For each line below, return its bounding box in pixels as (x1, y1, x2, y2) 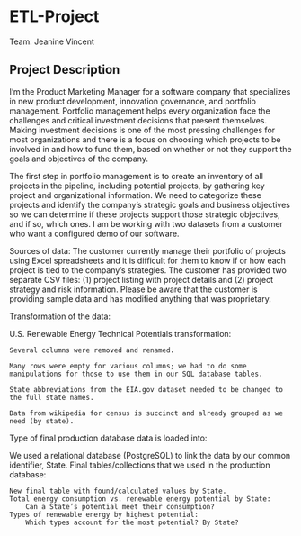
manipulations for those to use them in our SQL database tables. (9, 369, 263, 378)
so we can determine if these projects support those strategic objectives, (9, 209, 280, 220)
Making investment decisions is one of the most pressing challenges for (9, 124, 276, 135)
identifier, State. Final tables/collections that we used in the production (9, 459, 270, 470)
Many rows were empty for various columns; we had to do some (9, 361, 247, 370)
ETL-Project (9, 6, 100, 27)
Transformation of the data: (9, 311, 111, 322)
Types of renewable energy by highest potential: (9, 510, 199, 519)
